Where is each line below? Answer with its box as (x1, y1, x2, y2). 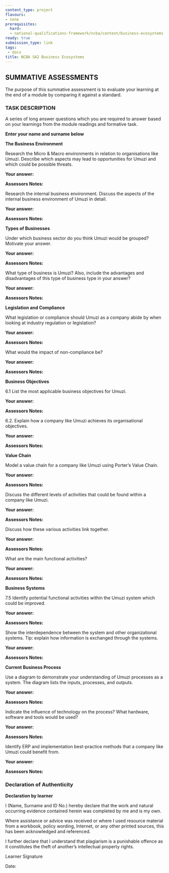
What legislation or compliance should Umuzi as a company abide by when (5, 314, 161, 321)
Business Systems (5, 585, 45, 591)
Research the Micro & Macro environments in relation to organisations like (5, 151, 159, 157)
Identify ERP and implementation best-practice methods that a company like (5, 744, 163, 750)
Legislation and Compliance (5, 305, 65, 311)
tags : (5, 45, 17, 50)
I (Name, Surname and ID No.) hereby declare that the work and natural (5, 802, 154, 808)
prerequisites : (5, 21, 37, 27)
